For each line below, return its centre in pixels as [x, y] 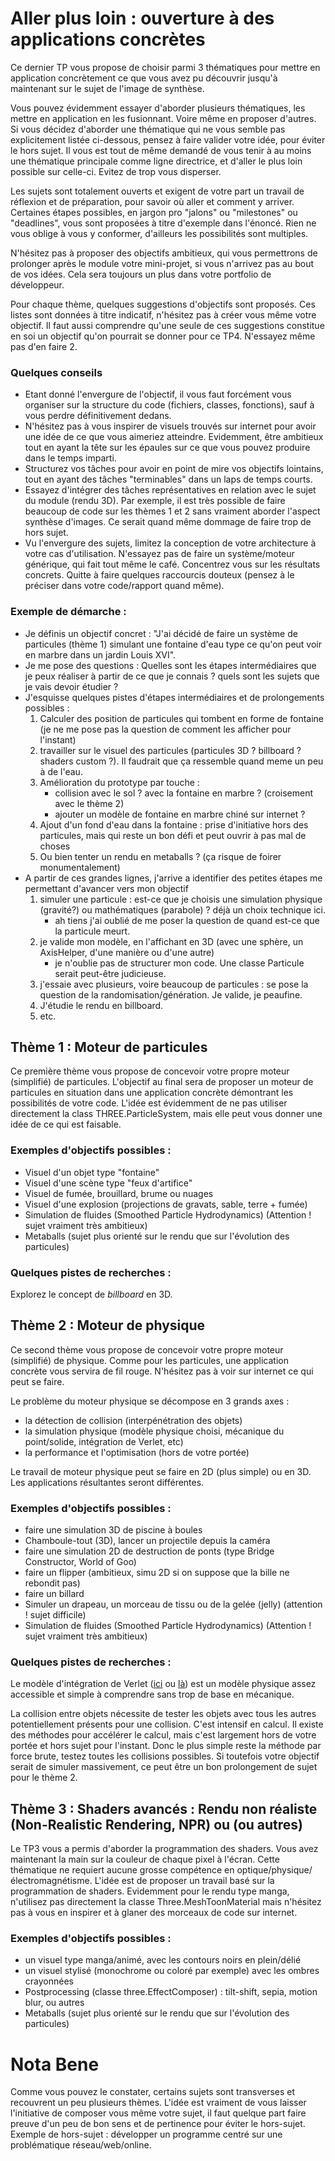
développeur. [37, 284]
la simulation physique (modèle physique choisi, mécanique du [154, 1431]
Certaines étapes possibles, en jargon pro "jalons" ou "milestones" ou [154, 212]
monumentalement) [80, 867]
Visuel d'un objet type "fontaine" [92, 1172]
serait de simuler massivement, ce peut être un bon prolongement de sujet [164, 1767]
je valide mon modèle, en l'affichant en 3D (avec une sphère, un [171, 941]
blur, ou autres [54, 2003]
